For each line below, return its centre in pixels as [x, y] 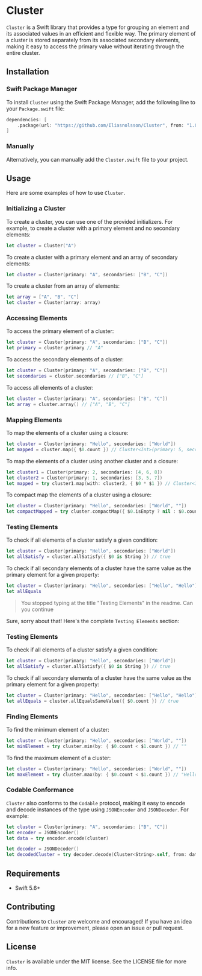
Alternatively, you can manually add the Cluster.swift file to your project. [97, 159]
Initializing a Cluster [36, 209]
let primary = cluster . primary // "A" [55, 348]
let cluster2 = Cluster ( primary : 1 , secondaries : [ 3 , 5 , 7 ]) [84, 478]
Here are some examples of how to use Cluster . [66, 193]
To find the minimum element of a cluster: [58, 730]
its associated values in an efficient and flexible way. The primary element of [101, 33]
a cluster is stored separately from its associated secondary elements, [93, 40]
